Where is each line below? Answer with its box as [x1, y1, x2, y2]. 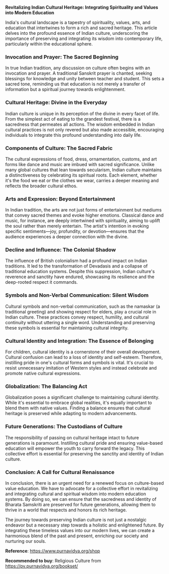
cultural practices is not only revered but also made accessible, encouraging [5, 126, 164, 133]
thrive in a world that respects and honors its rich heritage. [5, 507, 127, 513]
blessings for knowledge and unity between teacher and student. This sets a [5, 76, 164, 82]
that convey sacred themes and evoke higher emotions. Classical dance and [5, 212, 164, 219]
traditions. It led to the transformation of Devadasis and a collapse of [5, 263, 148, 269]
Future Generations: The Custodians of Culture [5, 423, 123, 430]
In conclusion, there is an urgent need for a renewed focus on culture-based [5, 480, 164, 486]
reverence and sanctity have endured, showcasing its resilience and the [5, 274, 155, 280]
